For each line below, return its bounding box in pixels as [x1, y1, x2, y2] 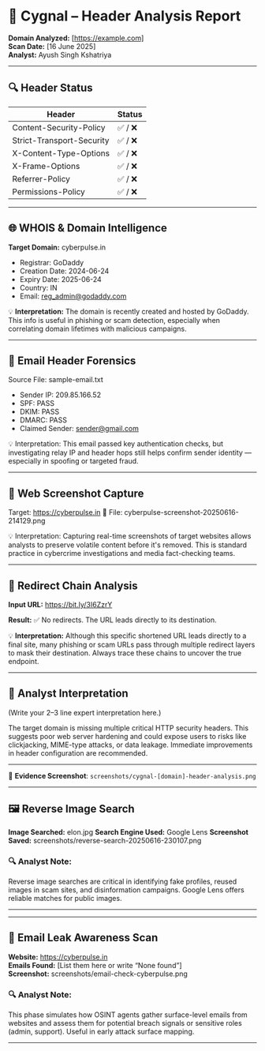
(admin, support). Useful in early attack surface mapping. [8, 1027, 195, 1037]
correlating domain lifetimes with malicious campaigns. [8, 324, 187, 333]
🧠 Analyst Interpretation [8, 687, 129, 700]
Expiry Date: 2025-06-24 [19, 274, 103, 283]
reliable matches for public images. [8, 893, 122, 903]
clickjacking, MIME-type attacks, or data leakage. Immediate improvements [8, 740, 253, 749]
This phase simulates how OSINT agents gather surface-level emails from [8, 1010, 248, 1019]
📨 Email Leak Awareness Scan [8, 931, 159, 944]
